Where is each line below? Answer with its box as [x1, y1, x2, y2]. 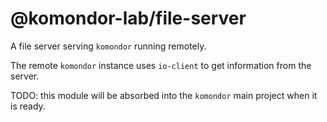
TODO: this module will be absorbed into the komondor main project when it [10, 89, 318, 101]
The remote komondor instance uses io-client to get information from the [10, 59, 312, 71]
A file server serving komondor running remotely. [10, 40, 207, 52]
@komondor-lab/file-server [10, 7, 247, 30]
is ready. [10, 100, 46, 112]
